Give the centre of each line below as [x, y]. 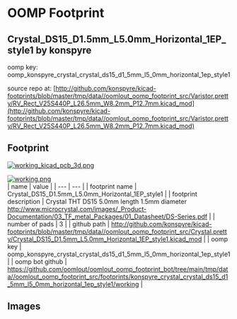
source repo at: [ [31, 88]
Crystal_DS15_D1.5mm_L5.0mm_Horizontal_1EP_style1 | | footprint [103, 194]
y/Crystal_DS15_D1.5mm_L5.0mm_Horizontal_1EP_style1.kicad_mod [105, 239]
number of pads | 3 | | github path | [58, 224]
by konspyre [64, 50]
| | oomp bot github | [37, 261]
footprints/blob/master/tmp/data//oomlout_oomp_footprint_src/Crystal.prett [117, 231]
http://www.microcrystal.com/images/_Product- [77, 209]
